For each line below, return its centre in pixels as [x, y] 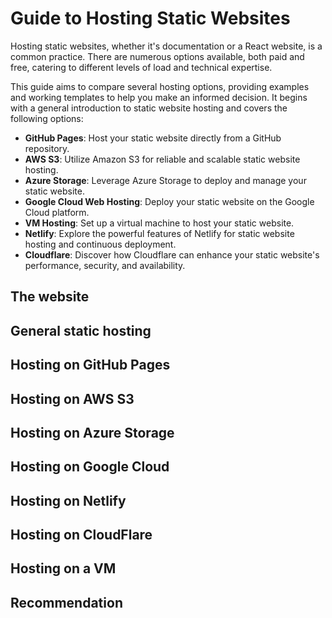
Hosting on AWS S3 [72, 398]
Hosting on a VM [63, 568]
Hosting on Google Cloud [90, 467]
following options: [47, 118]
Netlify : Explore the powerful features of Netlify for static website [159, 233]
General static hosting [81, 330]
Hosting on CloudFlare [81, 535]
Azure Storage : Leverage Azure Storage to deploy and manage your [165, 180]
